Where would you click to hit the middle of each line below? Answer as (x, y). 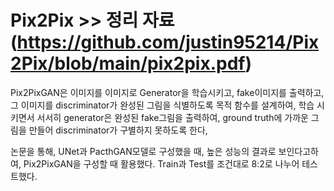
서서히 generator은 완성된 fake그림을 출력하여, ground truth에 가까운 (172, 117)
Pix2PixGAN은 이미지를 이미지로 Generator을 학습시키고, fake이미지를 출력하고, (167, 92)
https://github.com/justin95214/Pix (168, 42)
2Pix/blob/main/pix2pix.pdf (128, 63)
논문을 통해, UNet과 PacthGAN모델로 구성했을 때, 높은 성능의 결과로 (143, 151)
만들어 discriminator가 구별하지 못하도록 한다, (118, 130)
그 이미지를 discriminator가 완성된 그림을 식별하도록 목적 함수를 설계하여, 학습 (162, 105)
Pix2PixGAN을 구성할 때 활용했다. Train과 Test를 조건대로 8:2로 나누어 (161, 163)
